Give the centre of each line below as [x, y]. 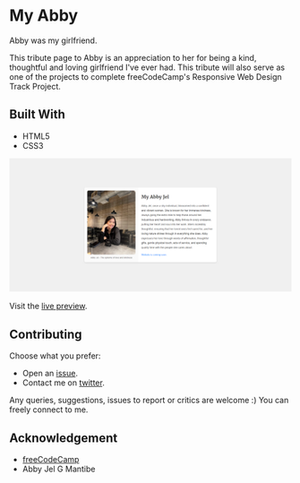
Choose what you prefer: [55, 356]
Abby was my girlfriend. [53, 40]
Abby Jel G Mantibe [59, 469]
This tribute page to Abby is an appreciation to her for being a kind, [133, 57]
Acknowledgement [64, 438]
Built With [37, 114]
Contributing [46, 334]
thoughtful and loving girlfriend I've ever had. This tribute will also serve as [147, 67]
